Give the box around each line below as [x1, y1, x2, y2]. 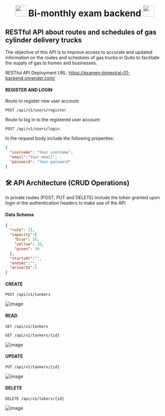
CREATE [5, 281, 23, 287]
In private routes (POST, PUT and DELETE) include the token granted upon [5, 195, 160, 201]
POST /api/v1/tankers [5, 292, 51, 297]
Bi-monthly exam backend [28, 8, 141, 19]
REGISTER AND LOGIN [5, 87, 53, 93]
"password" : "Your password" [10, 159, 71, 164]
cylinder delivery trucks [5, 35, 82, 44]
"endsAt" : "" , [10, 260, 37, 266]
